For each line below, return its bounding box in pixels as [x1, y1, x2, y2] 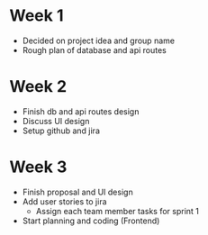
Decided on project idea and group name [22, 35, 176, 46]
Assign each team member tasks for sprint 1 [35, 205, 200, 216]
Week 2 [9, 77, 68, 97]
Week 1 [9, 5, 64, 26]
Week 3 [9, 157, 68, 177]
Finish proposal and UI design [22, 186, 133, 197]
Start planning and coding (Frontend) [22, 215, 160, 226]
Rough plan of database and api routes [22, 44, 167, 55]
